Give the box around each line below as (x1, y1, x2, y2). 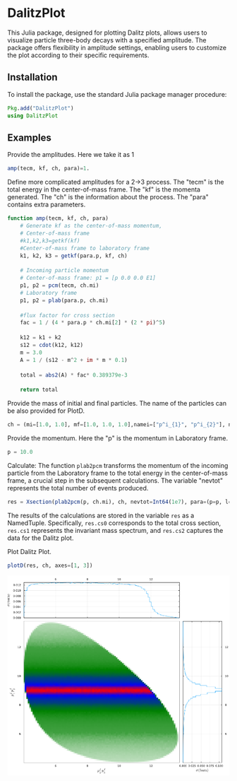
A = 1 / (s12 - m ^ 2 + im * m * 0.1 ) (20, 356, 128, 363)
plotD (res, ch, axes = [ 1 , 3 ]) (7, 562, 93, 569)
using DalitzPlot (7, 112, 59, 119)
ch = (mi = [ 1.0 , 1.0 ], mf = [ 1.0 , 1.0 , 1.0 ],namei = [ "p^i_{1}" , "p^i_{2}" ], (7, 421, 226, 428)
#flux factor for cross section (20, 312, 115, 319)
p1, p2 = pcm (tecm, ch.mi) (20, 282, 99, 289)
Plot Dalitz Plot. (7, 547, 51, 556)
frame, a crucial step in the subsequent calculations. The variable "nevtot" (7, 476, 224, 485)
